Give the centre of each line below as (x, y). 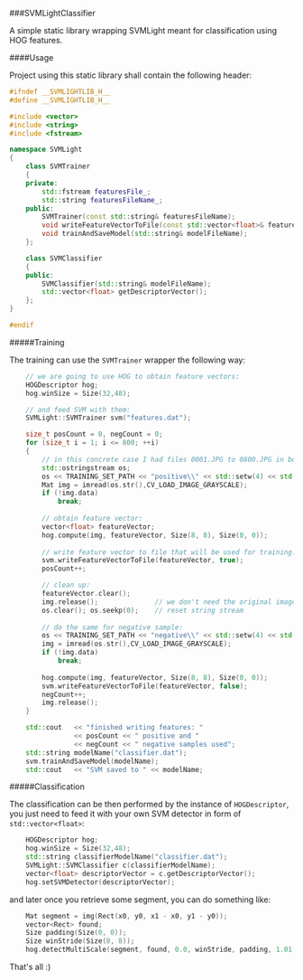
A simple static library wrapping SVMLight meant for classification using (143, 30)
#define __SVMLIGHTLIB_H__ (60, 100)
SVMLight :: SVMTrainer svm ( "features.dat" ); (109, 418)
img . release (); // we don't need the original (157, 602)
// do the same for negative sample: (112, 627)
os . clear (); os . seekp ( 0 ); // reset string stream (143, 610)
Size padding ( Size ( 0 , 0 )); (76, 933)
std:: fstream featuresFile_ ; (96, 192)
